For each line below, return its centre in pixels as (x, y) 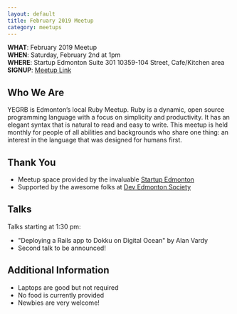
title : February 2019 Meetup (51, 21)
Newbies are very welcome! (58, 303)
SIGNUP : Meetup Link (39, 70)
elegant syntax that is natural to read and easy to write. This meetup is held (118, 125)
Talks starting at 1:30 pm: (44, 226)
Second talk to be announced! (62, 248)
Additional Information (58, 270)
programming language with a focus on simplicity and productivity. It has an (118, 117)
